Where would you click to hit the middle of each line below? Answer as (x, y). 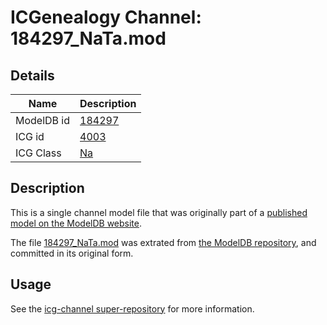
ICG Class (38, 153)
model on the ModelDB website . (76, 223)
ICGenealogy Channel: (106, 17)
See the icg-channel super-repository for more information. (132, 308)
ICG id (30, 136)
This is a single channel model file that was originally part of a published (159, 212)
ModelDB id (43, 120)
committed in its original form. (72, 253)
